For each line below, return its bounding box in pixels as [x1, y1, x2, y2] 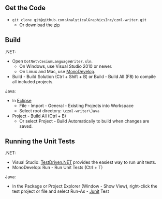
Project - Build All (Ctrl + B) [12, 113, 66, 119]
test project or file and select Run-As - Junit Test [12, 188, 109, 194]
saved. [19, 123, 33, 129]
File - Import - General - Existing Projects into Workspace [19, 103, 134, 108]
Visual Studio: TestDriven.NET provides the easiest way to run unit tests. [12, 159, 156, 165]
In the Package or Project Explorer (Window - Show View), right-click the [12, 184, 158, 189]
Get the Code [5, 4, 46, 12]
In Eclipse [12, 97, 32, 103]
